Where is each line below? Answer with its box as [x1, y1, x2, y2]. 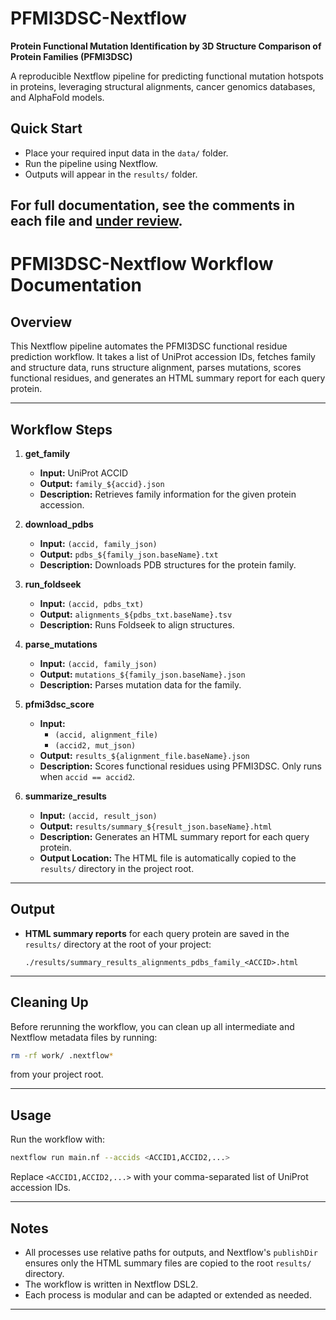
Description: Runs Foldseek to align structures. [39, 618, 235, 631]
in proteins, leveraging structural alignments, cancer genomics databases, [10, 80, 316, 92]
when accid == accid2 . [39, 770, 136, 782]
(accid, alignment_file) [54, 730, 159, 740]
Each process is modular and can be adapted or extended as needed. [24, 1288, 312, 1301]
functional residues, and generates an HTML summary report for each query [10, 372, 326, 384]
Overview [10, 313, 73, 331]
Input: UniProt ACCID [39, 467, 128, 479]
